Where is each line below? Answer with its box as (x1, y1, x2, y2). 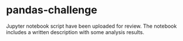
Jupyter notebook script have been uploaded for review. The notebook (6, 23, 177, 29)
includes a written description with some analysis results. (6, 28, 145, 35)
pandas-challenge (6, 3, 98, 17)
